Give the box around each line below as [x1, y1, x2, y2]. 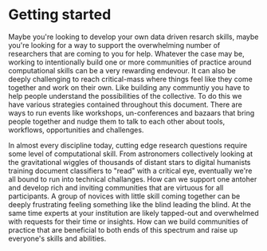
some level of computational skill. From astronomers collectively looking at [8, 149, 253, 159]
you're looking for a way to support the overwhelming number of [8, 40, 221, 49]
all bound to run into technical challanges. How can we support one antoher [8, 174, 257, 184]
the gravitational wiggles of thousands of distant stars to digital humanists [8, 157, 251, 167]
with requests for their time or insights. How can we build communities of [8, 217, 249, 226]
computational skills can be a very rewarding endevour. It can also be [8, 65, 237, 75]
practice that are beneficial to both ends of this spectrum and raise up [8, 225, 238, 234]
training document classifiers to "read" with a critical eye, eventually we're [8, 166, 253, 175]
